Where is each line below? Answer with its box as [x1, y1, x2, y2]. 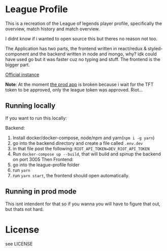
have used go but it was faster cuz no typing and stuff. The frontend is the [5, 56, 161, 62]
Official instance [5, 71, 40, 77]
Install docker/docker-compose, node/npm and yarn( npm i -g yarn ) [12, 135, 155, 141]
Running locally [5, 102, 56, 110]
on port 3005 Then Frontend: [12, 156, 74, 162]
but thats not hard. [5, 206, 44, 212]
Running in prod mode [5, 187, 77, 196]
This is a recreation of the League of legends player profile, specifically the [5, 20, 162, 26]
